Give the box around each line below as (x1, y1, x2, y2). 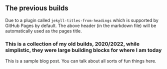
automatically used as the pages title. (5, 27, 82, 34)
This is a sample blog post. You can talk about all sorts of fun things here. (5, 58, 156, 64)
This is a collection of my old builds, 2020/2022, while (5, 40, 140, 47)
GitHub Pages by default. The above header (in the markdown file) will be (5, 22, 156, 28)
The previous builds (5, 4, 68, 12)
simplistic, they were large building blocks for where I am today (5, 46, 162, 53)
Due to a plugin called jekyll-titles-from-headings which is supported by (5, 17, 159, 23)
